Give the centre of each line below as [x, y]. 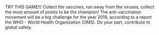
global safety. [19, 27]
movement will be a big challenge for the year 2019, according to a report [79, 17]
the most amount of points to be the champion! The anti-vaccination [73, 12]
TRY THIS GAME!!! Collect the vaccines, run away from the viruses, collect [79, 7]
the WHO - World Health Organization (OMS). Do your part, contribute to [78, 22]
